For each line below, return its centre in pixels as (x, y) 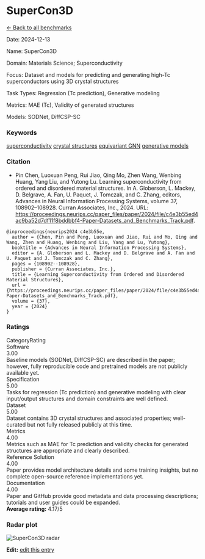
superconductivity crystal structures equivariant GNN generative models (98, 146)
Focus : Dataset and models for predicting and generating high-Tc (88, 74)
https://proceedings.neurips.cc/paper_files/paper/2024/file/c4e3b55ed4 (106, 214)
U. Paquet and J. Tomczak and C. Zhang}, (60, 258)
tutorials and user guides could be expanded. (63, 502)
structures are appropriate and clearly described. (68, 450)
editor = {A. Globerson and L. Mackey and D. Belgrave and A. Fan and (103, 253)
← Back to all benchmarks (39, 27)
